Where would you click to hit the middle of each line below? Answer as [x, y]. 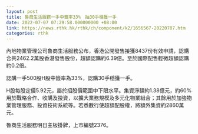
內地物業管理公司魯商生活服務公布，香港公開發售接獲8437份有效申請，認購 [98, 51]
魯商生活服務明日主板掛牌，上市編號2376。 [59, 125]
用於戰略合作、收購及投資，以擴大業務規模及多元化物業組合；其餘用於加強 [96, 98]
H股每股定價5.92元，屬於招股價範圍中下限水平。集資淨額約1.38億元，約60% [99, 91]
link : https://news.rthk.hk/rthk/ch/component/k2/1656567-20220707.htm [96, 28]
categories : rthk [27, 33]
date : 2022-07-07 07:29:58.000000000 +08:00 [62, 22]
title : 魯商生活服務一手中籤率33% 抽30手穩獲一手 [61, 17]
